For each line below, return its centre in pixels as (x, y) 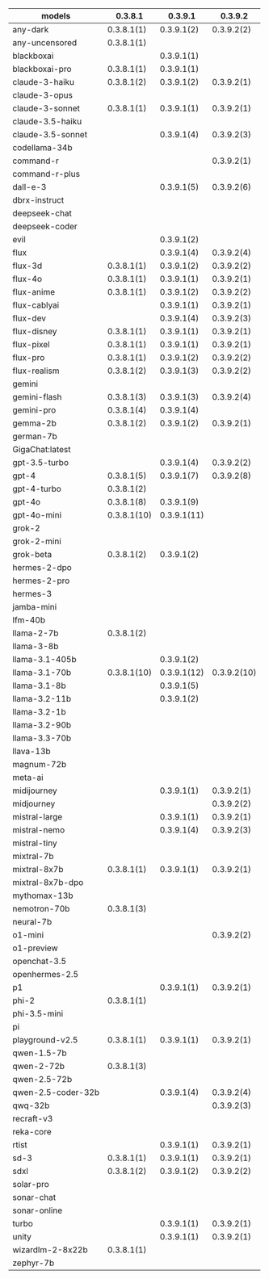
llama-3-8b (36, 646)
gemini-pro (34, 410)
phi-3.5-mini (38, 1014)
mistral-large (38, 817)
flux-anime (34, 292)
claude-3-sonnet (46, 108)
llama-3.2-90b (42, 725)
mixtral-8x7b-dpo (48, 882)
